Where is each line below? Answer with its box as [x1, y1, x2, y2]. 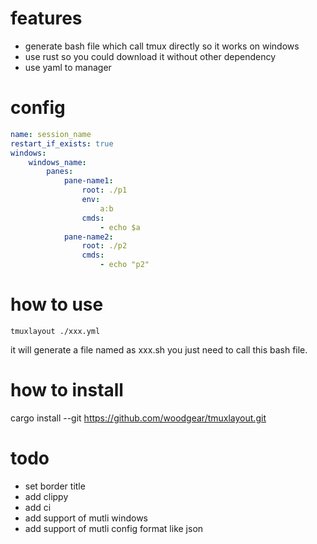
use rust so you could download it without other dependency [24, 50, 277, 62]
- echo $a [99, 222, 141, 232]
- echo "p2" [99, 260, 150, 270]
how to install [10, 379, 124, 402]
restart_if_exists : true [10, 138, 114, 149]
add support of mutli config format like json [24, 522, 204, 534]
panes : [46, 167, 74, 177]
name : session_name [10, 129, 92, 139]
